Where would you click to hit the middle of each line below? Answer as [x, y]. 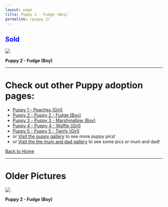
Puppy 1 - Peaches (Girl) [37, 110]
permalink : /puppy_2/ [28, 19]
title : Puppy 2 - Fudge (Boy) [37, 14]
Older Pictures [36, 176]
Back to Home [20, 151]
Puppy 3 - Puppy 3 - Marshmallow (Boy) [54, 121]
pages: [20, 96]
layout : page [19, 10]
